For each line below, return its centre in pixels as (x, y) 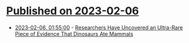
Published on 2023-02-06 (72, 11)
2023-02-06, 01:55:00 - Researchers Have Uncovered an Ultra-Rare (99, 27)
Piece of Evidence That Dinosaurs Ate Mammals (74, 33)
